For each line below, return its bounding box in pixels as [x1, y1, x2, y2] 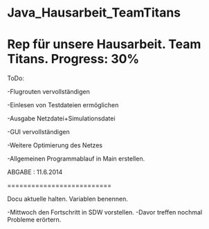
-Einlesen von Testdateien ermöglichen [7, 101, 119, 109]
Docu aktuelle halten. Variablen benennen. [7, 195, 128, 203]
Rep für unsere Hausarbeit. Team [7, 37, 201, 53]
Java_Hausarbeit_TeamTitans [7, 5, 181, 21]
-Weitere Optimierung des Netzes [7, 141, 102, 149]
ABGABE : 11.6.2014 [7, 168, 63, 176]
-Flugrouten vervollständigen [7, 88, 90, 96]
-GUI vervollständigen [7, 128, 71, 136]
